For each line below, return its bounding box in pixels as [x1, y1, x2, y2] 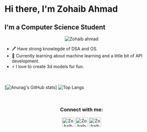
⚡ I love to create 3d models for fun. [11, 64, 84, 69]
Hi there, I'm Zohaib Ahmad [4, 3, 118, 15]
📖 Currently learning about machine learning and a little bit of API [11, 53, 143, 58]
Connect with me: [60, 106, 104, 113]
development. [11, 58, 40, 64]
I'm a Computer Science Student [4, 23, 105, 31]
